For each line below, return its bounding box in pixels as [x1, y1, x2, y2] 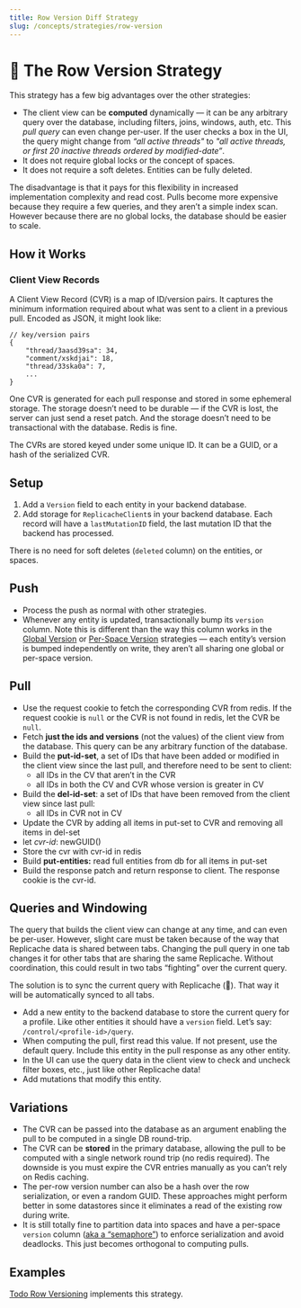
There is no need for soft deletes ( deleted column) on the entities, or [9, 545, 263, 556]
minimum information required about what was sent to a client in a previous [9, 303, 288, 315]
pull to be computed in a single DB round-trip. [22, 1133, 192, 1144]
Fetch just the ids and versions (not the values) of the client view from [22, 730, 285, 742]
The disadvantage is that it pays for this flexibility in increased [9, 182, 239, 193]
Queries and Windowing [9, 900, 148, 916]
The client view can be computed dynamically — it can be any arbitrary [22, 107, 288, 118]
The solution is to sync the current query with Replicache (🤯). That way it [9, 980, 279, 990]
